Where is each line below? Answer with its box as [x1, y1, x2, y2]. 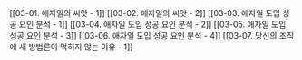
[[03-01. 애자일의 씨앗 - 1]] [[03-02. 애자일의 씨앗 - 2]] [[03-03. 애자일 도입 [9, 8, 281, 18]
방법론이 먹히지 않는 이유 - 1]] [28, 41, 133, 52]
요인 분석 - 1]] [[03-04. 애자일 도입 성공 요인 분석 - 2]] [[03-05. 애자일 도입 [18, 19, 287, 30]
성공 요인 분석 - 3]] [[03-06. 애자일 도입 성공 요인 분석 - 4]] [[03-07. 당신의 [9, 30, 278, 40]
